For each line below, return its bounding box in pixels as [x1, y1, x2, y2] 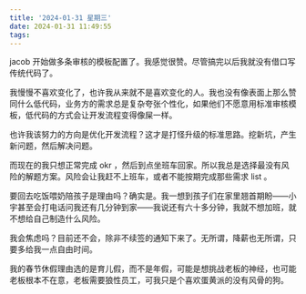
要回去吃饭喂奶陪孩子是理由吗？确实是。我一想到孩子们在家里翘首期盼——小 [9, 190, 297, 201]
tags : [9, 30, 30, 39]
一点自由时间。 [40, 244, 97, 255]
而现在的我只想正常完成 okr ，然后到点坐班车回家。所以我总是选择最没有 [9, 160, 282, 171]
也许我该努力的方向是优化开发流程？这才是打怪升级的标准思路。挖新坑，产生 [9, 129, 297, 140]
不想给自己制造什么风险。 [9, 213, 106, 224]
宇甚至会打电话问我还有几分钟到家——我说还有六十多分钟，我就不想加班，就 [9, 202, 297, 213]
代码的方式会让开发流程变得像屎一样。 [33, 110, 178, 121]
